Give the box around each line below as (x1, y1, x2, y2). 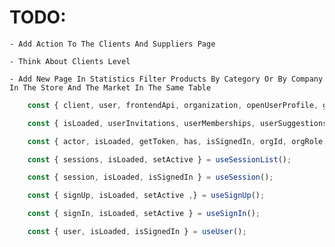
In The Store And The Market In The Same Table (9, 82, 212, 93)
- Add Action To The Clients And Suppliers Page (9, 39, 216, 49)
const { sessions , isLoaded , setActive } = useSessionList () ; (27, 154, 292, 165)
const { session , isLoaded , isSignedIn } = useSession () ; (27, 172, 274, 183)
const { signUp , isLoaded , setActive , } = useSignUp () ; (27, 191, 266, 201)
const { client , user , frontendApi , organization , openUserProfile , (27, 100, 319, 110)
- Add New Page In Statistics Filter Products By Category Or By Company (9, 74, 324, 84)
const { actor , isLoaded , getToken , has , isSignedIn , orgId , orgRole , (27, 136, 328, 146)
